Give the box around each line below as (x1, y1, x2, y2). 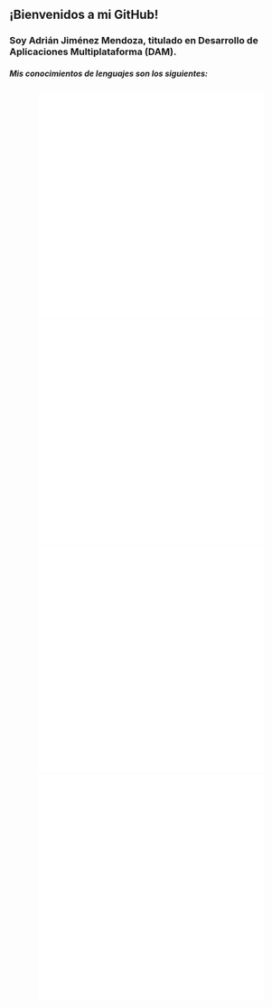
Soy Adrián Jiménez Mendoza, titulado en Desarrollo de (9, 34, 259, 47)
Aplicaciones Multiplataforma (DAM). (9, 45, 177, 58)
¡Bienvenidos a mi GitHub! (9, 7, 159, 23)
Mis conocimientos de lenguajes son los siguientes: (9, 68, 208, 79)
